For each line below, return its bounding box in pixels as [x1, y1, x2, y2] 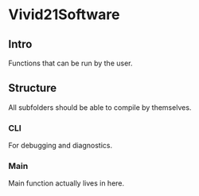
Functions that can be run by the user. [8, 58, 133, 68]
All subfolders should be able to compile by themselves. [8, 102, 192, 112]
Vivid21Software [8, 6, 120, 24]
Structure [8, 81, 57, 95]
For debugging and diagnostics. [8, 141, 113, 151]
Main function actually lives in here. [8, 178, 125, 188]
